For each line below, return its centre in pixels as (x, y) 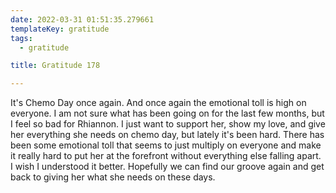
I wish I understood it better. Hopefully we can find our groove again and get (167, 167)
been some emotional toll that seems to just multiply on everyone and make (166, 145)
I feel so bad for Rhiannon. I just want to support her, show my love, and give (168, 124)
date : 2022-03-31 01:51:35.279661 (82, 19)
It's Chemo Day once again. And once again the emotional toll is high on (158, 103)
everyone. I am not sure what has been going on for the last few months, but (167, 113)
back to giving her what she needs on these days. (113, 177)
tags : (21, 38)
